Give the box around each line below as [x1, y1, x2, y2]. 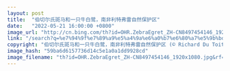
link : [7, 35, 23, 42]
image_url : [7, 28, 38, 36]
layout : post [7, 9, 44, 17]
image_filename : [7, 54, 53, 61]
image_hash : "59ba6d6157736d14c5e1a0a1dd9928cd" [7, 48, 149, 55]
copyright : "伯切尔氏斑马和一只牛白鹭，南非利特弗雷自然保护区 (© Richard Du [7, 41, 209, 48]
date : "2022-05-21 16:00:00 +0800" [7, 22, 115, 29]
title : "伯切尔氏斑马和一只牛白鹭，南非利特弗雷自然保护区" [7, 16, 160, 23]
